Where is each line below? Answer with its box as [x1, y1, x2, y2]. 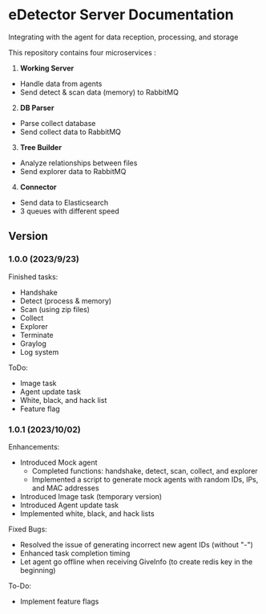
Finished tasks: [8, 271, 58, 282]
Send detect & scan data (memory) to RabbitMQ [19, 87, 179, 97]
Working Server [19, 63, 75, 73]
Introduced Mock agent [19, 457, 98, 467]
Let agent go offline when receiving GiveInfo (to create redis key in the [19, 556, 253, 567]
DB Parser [19, 103, 54, 112]
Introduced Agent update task [19, 500, 119, 510]
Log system [19, 347, 59, 356]
